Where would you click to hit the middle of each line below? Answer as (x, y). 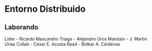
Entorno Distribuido (45, 9)
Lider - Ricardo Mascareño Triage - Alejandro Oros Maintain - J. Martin (76, 39)
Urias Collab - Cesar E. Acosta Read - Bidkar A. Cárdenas (63, 44)
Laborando (22, 27)
